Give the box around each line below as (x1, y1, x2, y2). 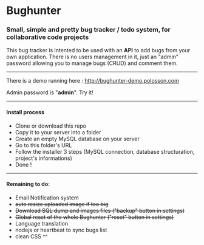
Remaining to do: (6, 181, 50, 188)
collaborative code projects (6, 33, 89, 41)
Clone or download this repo (15, 122, 87, 129)
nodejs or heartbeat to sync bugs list (15, 226, 107, 233)
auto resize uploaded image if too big (15, 200, 109, 207)
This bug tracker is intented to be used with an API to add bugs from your (6, 47, 190, 54)
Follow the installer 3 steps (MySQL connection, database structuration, (15, 148, 195, 155)
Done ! (15, 160, 32, 168)
